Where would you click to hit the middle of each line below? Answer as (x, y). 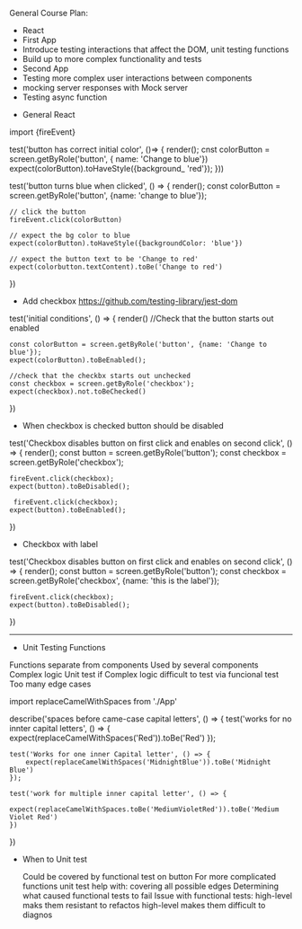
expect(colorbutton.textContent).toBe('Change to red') (116, 267)
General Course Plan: (49, 13)
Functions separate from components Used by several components (134, 665)
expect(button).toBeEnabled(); (68, 510)
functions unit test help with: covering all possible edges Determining (151, 886)
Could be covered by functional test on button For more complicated (149, 876)
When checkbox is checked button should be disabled (123, 425)
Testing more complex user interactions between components (137, 78)
